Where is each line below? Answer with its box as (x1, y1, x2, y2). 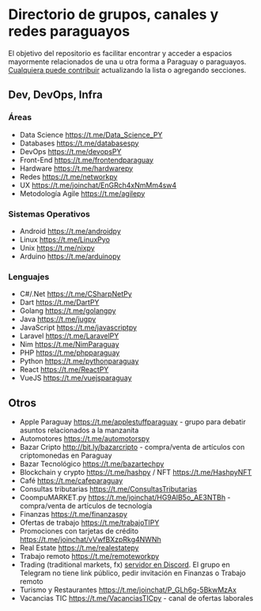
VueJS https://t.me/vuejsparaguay (19, 373, 132, 383)
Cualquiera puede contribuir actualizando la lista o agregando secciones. (8, 65, 247, 74)
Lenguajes (8, 271, 50, 282)
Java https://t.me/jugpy (19, 315, 96, 324)
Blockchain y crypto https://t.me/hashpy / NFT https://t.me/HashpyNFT (19, 468, 252, 477)
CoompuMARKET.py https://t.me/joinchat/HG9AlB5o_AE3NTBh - (19, 492, 231, 503)
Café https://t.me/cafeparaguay (19, 476, 123, 485)
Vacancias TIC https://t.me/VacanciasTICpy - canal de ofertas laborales (19, 594, 254, 603)
